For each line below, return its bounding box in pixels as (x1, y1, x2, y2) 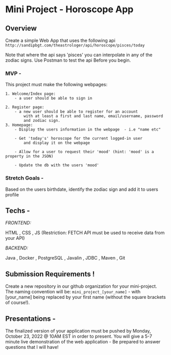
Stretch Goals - (5, 174, 44, 182)
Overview (5, 24, 37, 33)
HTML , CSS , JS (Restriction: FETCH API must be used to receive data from (5, 230, 165, 236)
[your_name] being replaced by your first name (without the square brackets (5, 294, 166, 300)
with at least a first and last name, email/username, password (23, 114, 163, 119)
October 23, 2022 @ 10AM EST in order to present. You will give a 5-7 (5, 333, 152, 340)
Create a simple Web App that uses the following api (5, 37, 116, 43)
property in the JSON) (5, 154, 54, 159)
